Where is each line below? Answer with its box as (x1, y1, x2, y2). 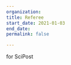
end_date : (6, 25, 31, 32)
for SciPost (6, 53, 33, 60)
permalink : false (6, 31, 50, 37)
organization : (6, 8, 42, 15)
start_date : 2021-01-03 (6, 20, 66, 26)
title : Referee (6, 14, 44, 20)
